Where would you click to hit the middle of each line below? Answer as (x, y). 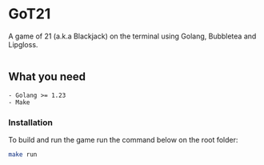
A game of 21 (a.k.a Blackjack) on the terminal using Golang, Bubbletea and (132, 36)
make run (23, 155)
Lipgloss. (23, 44)
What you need (47, 77)
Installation (31, 123)
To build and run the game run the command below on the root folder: (123, 140)
